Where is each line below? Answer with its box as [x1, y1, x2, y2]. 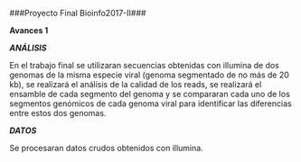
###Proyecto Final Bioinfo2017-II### [9, 8, 146, 18]
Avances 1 [9, 25, 49, 35]
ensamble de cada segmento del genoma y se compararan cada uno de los [9, 89, 291, 99]
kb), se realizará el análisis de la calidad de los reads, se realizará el [9, 79, 262, 89]
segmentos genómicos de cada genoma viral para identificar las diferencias [9, 98, 292, 109]
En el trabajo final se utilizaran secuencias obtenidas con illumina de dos [9, 60, 280, 70]
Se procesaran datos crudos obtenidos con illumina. [9, 143, 203, 153]
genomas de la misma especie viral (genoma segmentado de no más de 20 [9, 69, 289, 80]
